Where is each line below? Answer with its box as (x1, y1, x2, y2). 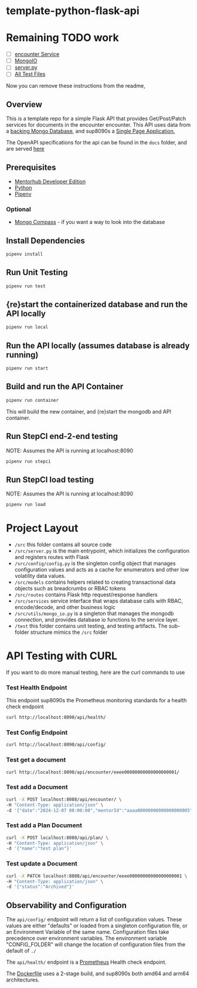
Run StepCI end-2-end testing (6, 431, 118, 441)
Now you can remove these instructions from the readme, (6, 82, 145, 90)
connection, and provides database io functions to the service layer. (14, 616, 179, 623)
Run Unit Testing (6, 267, 69, 277)
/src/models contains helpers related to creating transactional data (14, 579, 176, 586)
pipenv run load (6, 502, 46, 508)
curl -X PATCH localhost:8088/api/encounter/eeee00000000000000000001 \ (6, 873, 188, 879)
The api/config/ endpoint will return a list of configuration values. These (6, 916, 182, 923)
